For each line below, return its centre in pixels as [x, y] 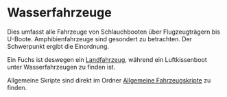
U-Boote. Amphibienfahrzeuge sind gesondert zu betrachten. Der [100, 39]
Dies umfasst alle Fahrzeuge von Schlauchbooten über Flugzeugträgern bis [114, 32]
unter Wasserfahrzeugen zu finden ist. [61, 67]
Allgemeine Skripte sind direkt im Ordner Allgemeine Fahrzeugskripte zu [109, 80]
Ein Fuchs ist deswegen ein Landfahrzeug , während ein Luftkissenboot [107, 59]
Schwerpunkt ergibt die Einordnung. [58, 46]
